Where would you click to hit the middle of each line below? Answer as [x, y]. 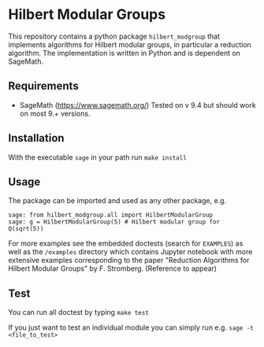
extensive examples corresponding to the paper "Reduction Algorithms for [129, 260]
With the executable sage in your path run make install [97, 157]
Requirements [43, 86]
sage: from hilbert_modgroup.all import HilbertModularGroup [111, 215]
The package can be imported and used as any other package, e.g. [117, 201]
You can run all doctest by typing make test [79, 312]
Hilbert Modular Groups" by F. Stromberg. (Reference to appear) [113, 268]
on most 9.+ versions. [55, 113]
